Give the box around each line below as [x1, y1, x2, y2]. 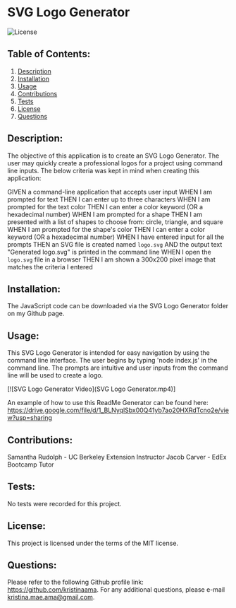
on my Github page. [7, 309, 65, 318]
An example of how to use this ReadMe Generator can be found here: [7, 399, 209, 407]
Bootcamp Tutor [7, 460, 54, 469]
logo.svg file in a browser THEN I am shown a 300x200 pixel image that [7, 255, 216, 264]
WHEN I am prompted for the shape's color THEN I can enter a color [7, 225, 206, 233]
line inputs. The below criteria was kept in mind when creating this [7, 166, 199, 175]
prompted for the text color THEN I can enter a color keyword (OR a [7, 202, 203, 211]
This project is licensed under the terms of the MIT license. [7, 539, 178, 547]
